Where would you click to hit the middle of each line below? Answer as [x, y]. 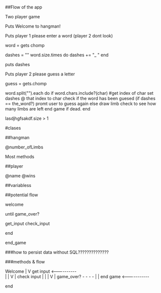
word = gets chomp [25, 45]
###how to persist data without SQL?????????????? [57, 252]
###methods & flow [25, 262]
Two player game [23, 17]
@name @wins [20, 176]
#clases [13, 128]
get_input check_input [27, 223]
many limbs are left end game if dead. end [48, 109]
